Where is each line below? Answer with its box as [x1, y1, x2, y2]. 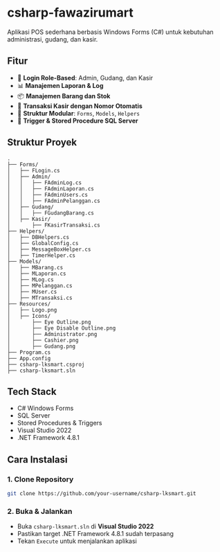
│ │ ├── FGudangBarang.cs [7, 209, 95, 216]
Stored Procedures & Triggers [17, 419, 102, 427]
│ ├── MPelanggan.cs [7, 282, 73, 289]
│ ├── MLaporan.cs [7, 270, 67, 277]
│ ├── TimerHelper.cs [7, 251, 76, 259]
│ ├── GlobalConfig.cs [7, 240, 79, 247]
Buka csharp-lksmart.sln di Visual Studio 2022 [17, 522, 154, 531]
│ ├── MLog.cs [7, 276, 54, 283]
